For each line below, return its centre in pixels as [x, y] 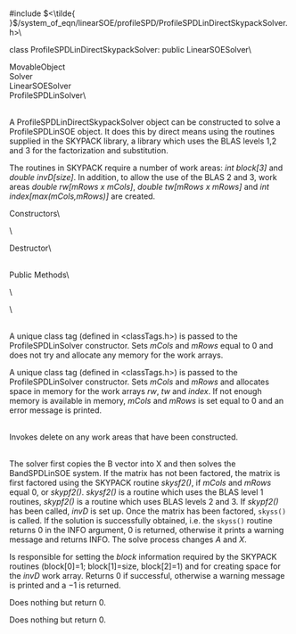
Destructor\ [30, 248]
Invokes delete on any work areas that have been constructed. [124, 437]
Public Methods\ [39, 275]
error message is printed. [56, 410]
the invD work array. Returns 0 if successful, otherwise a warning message [147, 576]
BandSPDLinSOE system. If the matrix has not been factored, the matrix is [145, 473]
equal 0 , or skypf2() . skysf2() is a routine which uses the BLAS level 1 [136, 492]
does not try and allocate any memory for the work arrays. [116, 355]
